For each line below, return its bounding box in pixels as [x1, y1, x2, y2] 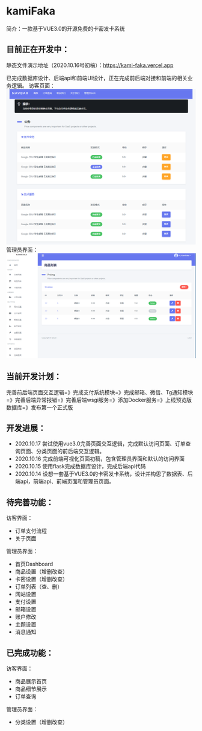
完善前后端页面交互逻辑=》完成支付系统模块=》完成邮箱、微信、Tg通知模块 [6, 388, 194, 396]
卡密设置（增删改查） [14, 575, 68, 583]
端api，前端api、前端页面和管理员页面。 [14, 478, 115, 485]
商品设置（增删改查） [14, 568, 68, 575]
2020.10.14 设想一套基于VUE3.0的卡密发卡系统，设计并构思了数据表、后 [14, 470, 194, 477]
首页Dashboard [14, 560, 54, 568]
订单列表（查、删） [14, 583, 63, 590]
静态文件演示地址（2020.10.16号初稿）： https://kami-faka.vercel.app [6, 62, 174, 69]
